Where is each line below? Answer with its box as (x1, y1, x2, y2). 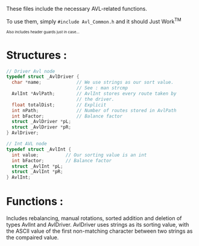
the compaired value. (6, 234, 59, 241)
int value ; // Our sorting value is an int (11, 152, 147, 158)
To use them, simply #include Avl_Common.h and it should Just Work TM (6, 17, 182, 25)
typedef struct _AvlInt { (6, 146, 71, 153)
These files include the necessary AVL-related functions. (6, 5, 148, 12)
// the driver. (76, 96, 115, 102)
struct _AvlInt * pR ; (11, 169, 63, 175)
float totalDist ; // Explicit (11, 102, 107, 108)
